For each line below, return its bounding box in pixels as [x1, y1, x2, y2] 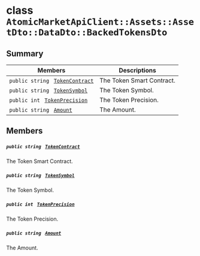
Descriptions [119, 67, 157, 74]
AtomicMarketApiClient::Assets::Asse [6, 16, 195, 28]
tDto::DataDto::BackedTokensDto [6, 27, 168, 38]
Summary [6, 49, 44, 59]
